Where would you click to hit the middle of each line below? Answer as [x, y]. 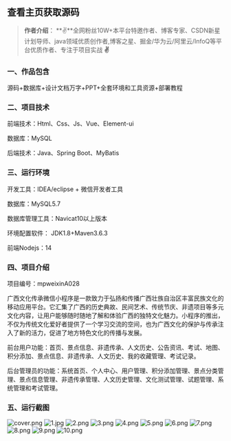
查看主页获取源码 [43, 12]
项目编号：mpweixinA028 [44, 284]
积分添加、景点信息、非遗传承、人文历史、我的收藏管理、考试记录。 [103, 356]
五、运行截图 [29, 407]
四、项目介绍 [29, 267]
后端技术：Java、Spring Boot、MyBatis [63, 153]
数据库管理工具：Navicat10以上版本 [57, 218]
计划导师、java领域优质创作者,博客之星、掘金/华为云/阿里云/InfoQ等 [120, 41]
